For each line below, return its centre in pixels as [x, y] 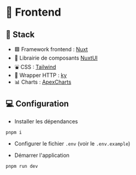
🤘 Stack [20, 35]
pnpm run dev [22, 166]
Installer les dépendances [46, 121]
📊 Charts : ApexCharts [43, 82]
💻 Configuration [37, 104]
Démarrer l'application [42, 155]
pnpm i [14, 132]
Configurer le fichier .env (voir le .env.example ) [72, 143]
